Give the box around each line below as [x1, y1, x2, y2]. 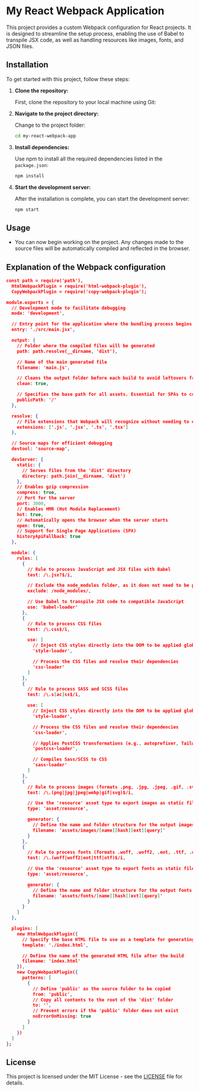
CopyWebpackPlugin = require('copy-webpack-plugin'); [11, 288, 147, 294]
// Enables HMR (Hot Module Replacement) [17, 506, 120, 512]
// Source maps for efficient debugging [11, 440, 113, 447]
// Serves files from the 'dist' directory [21, 467, 131, 473]
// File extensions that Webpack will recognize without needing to [17, 419, 190, 425]
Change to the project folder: [14, 121, 86, 129]
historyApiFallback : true [17, 534, 81, 540]
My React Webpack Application [6, 4, 165, 18]
